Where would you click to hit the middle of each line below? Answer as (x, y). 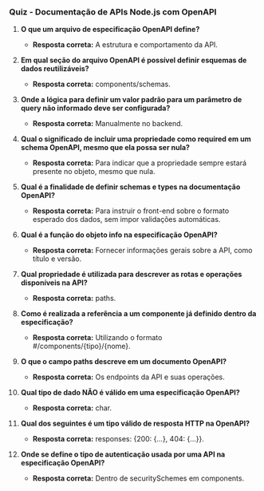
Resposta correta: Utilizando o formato (97, 338)
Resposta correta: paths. (74, 299)
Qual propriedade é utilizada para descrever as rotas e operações (131, 275)
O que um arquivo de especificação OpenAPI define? (110, 30)
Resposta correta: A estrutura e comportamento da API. (125, 45)
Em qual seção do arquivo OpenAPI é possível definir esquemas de (134, 60)
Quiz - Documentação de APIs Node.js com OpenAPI (113, 12)
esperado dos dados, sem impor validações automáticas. (126, 220)
